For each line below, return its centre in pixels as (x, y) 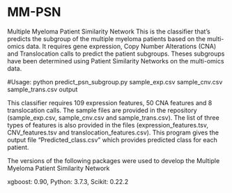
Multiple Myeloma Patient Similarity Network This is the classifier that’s (109, 31)
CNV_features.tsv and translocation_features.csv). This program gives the (113, 132)
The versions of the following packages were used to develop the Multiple (114, 160)
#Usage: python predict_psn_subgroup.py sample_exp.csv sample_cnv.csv (115, 82)
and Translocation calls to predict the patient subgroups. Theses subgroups (116, 54)
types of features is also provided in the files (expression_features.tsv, (108, 125)
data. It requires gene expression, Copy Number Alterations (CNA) (121, 46)
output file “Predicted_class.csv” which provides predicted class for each (112, 139)
